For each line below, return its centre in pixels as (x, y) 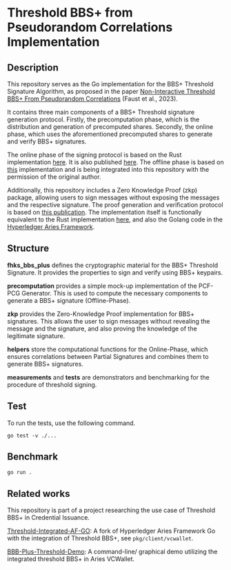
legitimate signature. (36, 335)
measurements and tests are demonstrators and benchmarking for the (108, 377)
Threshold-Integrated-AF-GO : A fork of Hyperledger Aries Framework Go (111, 531)
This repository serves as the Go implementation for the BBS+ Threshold (110, 84)
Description (33, 67)
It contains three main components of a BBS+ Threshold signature (101, 112)
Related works (39, 494)
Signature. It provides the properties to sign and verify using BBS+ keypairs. (115, 272)
